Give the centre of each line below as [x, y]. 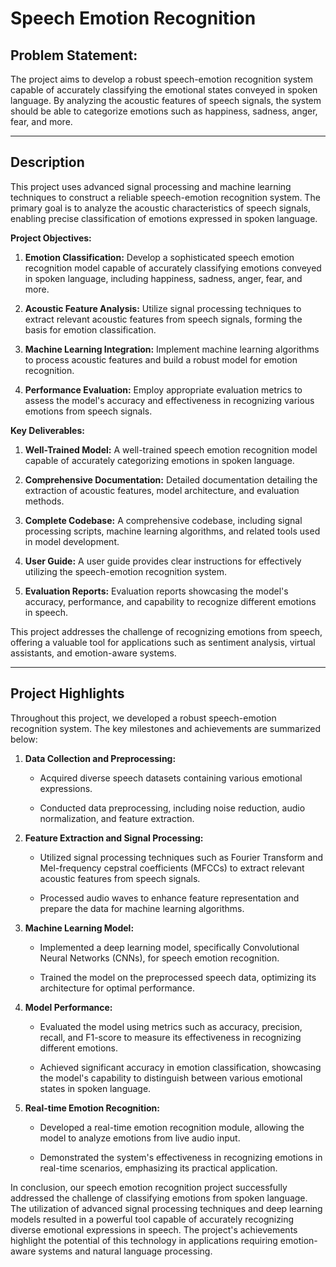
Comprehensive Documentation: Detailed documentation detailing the [171, 479]
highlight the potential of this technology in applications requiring [144, 1240]
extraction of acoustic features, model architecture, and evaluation [162, 490]
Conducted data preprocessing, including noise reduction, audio [172, 808]
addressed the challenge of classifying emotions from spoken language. [159, 1198]
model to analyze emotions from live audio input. [140, 1138]
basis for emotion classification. [90, 329]
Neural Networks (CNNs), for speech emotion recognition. [159, 958]
